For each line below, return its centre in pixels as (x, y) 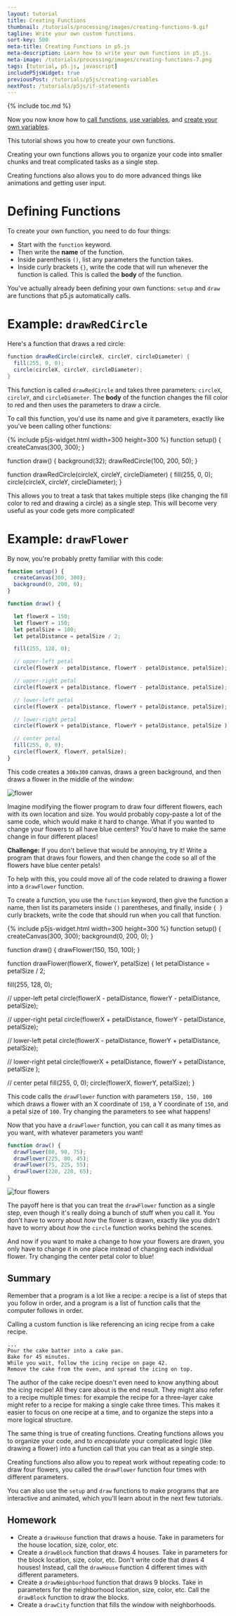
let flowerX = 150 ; (42, 616)
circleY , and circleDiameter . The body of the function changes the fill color (118, 397)
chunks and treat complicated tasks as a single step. (83, 162)
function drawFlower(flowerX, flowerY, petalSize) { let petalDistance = (109, 963)
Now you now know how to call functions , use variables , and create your (112, 120)
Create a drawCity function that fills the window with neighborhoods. (117, 1605)
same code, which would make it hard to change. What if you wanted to (111, 821)
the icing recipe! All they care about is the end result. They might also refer (115, 1390)
